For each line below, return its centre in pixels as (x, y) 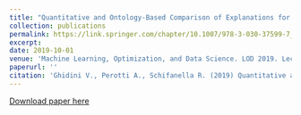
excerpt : (26, 42)
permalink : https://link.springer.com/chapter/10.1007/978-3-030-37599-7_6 (154, 34)
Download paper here (49, 101)
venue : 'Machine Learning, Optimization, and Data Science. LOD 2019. (144, 59)
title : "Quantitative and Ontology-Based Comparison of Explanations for (150, 17)
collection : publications (57, 26)
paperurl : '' (34, 68)
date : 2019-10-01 (42, 51)
